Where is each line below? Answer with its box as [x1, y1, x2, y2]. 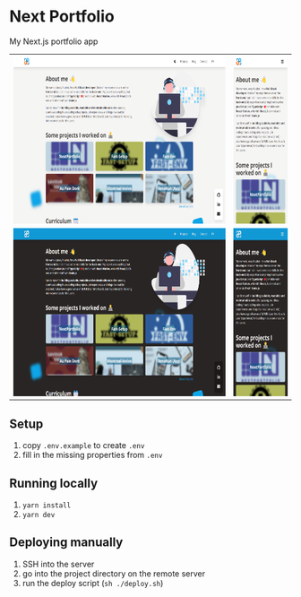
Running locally [9, 475, 99, 490]
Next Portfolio [9, 6, 115, 27]
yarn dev [21, 511, 56, 520]
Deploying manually [9, 535, 124, 550]
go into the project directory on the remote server [21, 567, 206, 579]
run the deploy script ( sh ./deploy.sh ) [21, 577, 164, 588]
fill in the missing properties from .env [21, 450, 163, 461]
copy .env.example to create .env [21, 440, 145, 451]
